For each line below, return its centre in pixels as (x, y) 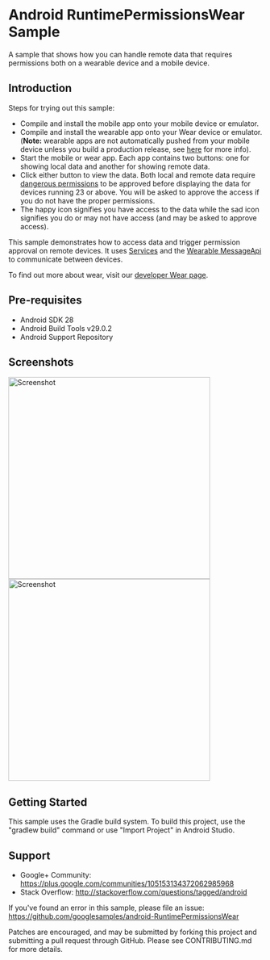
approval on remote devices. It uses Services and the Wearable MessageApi (135, 250)
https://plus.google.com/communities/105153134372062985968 (127, 883)
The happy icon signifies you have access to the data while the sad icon (139, 209)
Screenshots (41, 362)
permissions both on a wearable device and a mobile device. (109, 63)
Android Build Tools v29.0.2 (66, 328)
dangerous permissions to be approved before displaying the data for (135, 183)
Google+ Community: (56, 875)
